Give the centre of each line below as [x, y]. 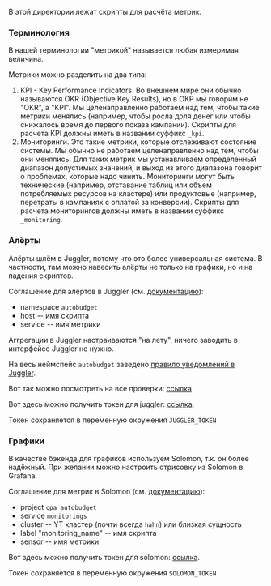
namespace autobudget [59, 306]
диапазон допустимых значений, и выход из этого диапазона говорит [141, 168]
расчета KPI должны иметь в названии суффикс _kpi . [112, 134]
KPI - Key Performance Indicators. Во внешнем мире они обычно [131, 90]
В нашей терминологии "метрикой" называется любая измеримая [123, 50]
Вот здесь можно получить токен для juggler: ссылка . [102, 404]
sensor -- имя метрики [59, 541]
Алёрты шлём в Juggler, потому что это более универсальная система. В [135, 258]
